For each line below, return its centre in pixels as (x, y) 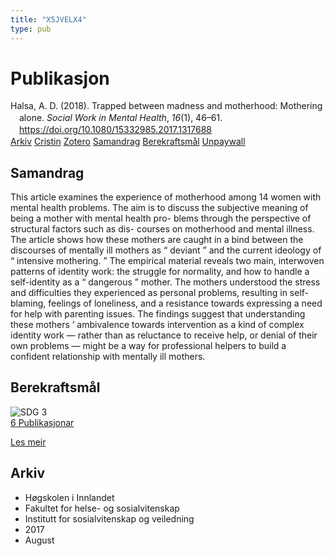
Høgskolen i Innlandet (69, 497)
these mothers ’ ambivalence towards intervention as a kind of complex (157, 324)
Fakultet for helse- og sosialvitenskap (102, 508)
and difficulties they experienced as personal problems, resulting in (149, 292)
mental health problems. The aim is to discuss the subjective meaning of (159, 207)
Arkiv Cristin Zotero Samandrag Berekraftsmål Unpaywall (128, 142)
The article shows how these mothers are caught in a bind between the (157, 239)
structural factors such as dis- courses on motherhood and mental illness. (162, 228)
